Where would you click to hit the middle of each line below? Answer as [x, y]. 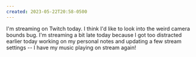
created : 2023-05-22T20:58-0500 [47, 12]
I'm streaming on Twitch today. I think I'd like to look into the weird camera [98, 28]
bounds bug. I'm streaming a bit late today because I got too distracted [94, 35]
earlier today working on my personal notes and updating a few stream [94, 41]
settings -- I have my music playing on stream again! [71, 47]
